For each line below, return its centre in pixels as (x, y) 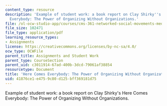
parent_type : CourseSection (34, 60)
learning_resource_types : (32, 38)
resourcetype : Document (30, 70)
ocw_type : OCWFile (24, 51)
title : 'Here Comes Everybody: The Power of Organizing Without (73, 74)
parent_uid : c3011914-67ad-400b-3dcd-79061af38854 (59, 65)
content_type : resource (30, 10)
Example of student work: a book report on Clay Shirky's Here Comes (77, 93)
